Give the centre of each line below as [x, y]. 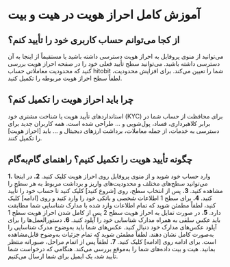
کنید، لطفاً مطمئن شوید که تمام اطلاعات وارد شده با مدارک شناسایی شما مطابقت [112, 205]
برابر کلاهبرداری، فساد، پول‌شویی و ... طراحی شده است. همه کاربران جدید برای [109, 123]
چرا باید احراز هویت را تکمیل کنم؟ [71, 100]
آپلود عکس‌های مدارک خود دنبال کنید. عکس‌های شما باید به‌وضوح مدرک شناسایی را [113, 227]
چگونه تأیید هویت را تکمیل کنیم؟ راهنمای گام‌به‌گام [100, 160]
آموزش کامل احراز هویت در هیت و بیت [104, 15]
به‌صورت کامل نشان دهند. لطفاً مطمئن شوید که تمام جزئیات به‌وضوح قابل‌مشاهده [111, 234]
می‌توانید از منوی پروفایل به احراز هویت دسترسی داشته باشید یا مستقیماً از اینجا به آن [116, 56]
